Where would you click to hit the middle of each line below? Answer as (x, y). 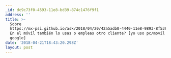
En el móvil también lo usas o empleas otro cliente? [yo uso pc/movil (88, 33)
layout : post (19, 47)
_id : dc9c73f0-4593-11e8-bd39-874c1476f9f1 (52, 10)
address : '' (18, 15)
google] (18, 38)
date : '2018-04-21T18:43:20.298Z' (42, 43)
